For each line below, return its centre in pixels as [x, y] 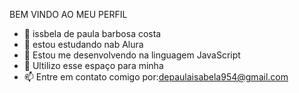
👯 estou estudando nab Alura [83, 44]
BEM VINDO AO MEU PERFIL [68, 14]
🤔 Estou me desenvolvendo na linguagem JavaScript [132, 55]
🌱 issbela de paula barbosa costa [92, 33]
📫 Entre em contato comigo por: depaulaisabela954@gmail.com [156, 77]
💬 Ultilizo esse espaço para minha [93, 65]
